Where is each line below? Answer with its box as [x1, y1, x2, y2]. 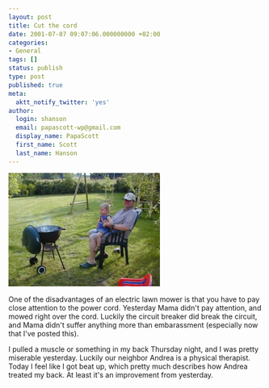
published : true [8, 81, 63, 89]
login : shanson [15, 115, 67, 123]
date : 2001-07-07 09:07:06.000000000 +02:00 [8, 30, 161, 38]
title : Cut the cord [8, 21, 78, 30]
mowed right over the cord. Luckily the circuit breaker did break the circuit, [8, 311, 258, 321]
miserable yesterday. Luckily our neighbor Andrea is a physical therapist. [8, 353, 250, 362]
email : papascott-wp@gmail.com [15, 123, 121, 132]
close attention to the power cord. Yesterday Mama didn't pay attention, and [8, 302, 262, 312]
